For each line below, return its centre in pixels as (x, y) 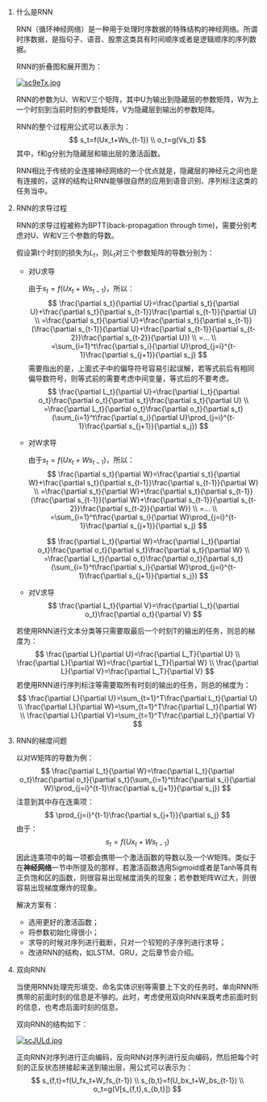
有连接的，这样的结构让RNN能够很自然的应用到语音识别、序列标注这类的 (137, 181)
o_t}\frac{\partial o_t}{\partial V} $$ (143, 614)
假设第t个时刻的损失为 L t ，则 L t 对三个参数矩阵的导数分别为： (115, 253)
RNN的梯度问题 (41, 741)
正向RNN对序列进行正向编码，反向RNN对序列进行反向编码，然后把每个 (134, 1057)
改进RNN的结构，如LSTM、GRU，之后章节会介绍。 (113, 952)
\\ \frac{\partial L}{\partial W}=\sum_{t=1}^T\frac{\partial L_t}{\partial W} (137, 707)
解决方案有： (37, 905)
